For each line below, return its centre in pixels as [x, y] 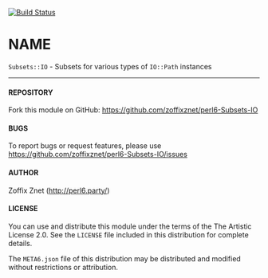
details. [20, 243]
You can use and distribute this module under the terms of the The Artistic [130, 226]
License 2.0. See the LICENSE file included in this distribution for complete [128, 234]
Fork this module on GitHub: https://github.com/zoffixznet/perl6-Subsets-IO [133, 110]
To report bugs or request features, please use [85, 146]
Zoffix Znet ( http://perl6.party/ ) [59, 190]
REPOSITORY [31, 92]
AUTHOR [24, 172]
